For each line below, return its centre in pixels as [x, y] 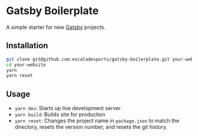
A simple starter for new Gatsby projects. [56, 27]
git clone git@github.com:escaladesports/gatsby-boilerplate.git [88, 59]
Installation [27, 46]
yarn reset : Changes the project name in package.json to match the [97, 121]
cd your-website [26, 65]
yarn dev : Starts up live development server [67, 108]
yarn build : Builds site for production [60, 115]
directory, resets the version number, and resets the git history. [91, 127]
